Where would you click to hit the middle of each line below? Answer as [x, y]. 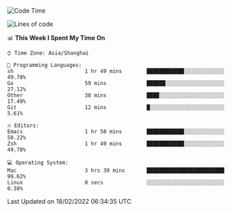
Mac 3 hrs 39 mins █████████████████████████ [116, 171]
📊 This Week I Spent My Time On [56, 38]
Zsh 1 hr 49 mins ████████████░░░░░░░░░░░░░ [116, 144]
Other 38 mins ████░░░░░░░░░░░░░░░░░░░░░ [116, 95]
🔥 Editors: [23, 126]
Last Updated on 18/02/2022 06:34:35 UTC [69, 201]
